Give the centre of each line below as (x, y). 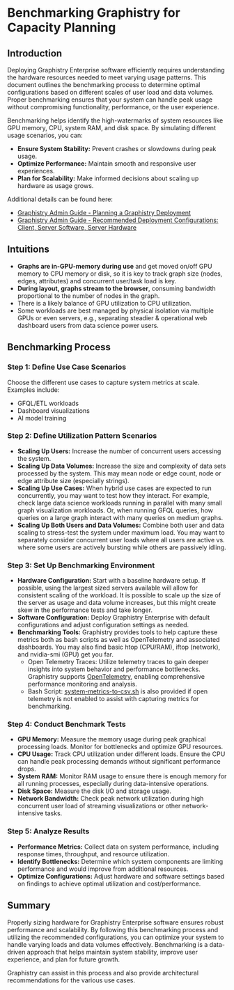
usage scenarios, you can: (45, 135)
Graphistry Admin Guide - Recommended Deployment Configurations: (118, 220)
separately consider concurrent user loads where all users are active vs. (121, 540)
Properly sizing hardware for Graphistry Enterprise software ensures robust (116, 922)
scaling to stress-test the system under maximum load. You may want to (121, 532)
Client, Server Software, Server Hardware (77, 227)
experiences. (36, 171)
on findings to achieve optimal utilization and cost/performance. (109, 883)
